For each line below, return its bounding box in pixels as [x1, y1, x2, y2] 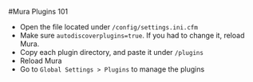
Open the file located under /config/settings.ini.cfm [19, 22, 198, 31]
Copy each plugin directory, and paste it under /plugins [19, 48, 204, 57]
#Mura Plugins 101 [8, 7, 69, 16]
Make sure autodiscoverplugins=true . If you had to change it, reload [19, 31, 245, 40]
